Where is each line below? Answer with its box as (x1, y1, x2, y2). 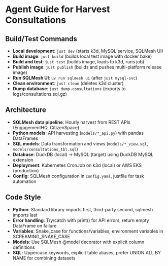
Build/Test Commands (5, 34, 78, 43)
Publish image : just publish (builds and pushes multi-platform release (12, 64, 162, 70)
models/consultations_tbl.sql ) (12, 146, 79, 152)
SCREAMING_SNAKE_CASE (12, 233, 70, 239)
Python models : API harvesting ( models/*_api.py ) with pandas (12, 130, 144, 136)
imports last (12, 212, 38, 218)
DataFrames (12, 135, 39, 141)
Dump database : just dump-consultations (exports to (12, 86, 126, 92)
